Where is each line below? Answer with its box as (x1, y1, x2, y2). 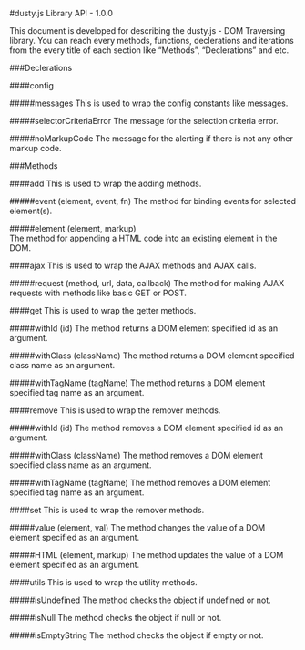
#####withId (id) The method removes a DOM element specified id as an (9, 423, 284, 433)
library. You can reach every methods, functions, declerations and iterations (9, 36, 294, 46)
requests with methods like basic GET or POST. (9, 287, 187, 298)
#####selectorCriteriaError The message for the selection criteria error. (9, 116, 280, 126)
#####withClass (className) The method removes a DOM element (9, 450, 264, 460)
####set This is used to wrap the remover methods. (9, 505, 205, 515)
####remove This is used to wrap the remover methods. (9, 405, 221, 416)
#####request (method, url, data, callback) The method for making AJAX (9, 278, 285, 288)
